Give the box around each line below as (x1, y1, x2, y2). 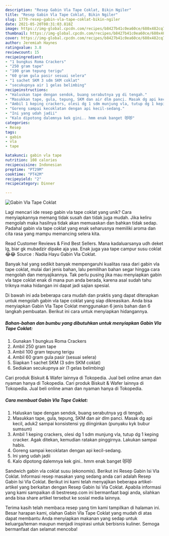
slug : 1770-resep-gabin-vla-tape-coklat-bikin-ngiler (5, 17, 121, 22)
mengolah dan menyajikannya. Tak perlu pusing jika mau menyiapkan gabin (5, 272, 162, 278)
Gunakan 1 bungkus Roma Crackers (12, 338, 87, 344)
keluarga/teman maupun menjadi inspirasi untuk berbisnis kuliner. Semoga (5, 521, 160, 527)
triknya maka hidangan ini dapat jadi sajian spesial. (5, 283, 111, 289)
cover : (5, 36, 19, 41)
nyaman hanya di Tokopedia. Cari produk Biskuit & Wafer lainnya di (5, 380, 144, 386)
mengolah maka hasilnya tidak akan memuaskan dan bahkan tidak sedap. (5, 220, 158, 226)
